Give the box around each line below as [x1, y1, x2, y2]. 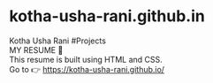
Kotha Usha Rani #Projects [9, 35, 106, 46]
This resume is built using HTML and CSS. [9, 54, 163, 64]
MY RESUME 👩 [9, 44, 64, 55]
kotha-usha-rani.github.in [9, 6, 205, 26]
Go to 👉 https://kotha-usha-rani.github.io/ [9, 64, 165, 74]
